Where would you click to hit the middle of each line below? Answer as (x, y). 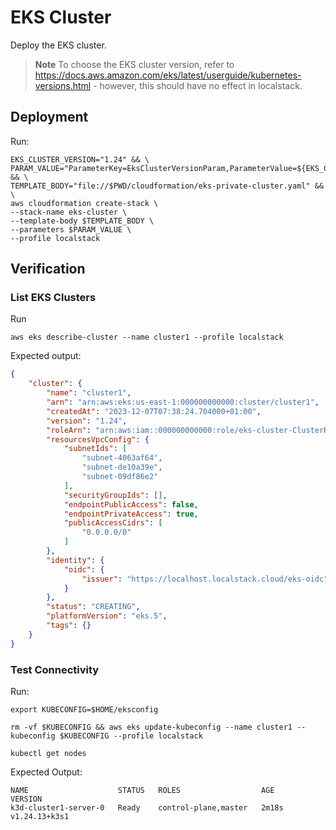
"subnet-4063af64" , (122, 458)
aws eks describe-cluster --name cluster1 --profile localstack (147, 337)
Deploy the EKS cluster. (58, 45)
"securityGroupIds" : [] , (115, 495)
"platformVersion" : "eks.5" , (107, 616)
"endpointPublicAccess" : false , (131, 504)
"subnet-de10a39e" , (122, 467)
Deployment (49, 117)
